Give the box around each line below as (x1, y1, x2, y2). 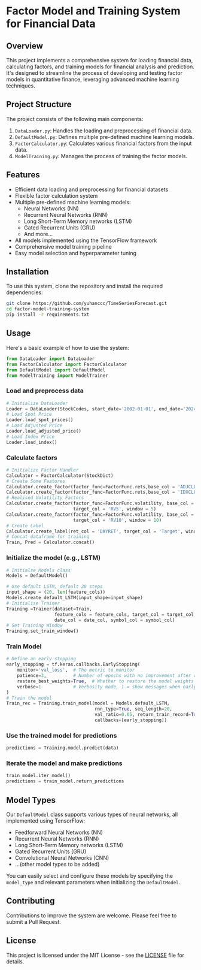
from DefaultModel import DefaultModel (6, 367, 106, 373)
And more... (23, 230, 53, 237)
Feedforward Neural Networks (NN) (14, 829, 103, 836)
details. (6, 957, 25, 965)
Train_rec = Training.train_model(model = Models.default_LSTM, (6, 700, 170, 706)
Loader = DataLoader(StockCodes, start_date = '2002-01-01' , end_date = (6, 406, 184, 412)
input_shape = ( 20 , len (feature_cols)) (6, 589, 106, 596)
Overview (6, 41, 44, 51)
